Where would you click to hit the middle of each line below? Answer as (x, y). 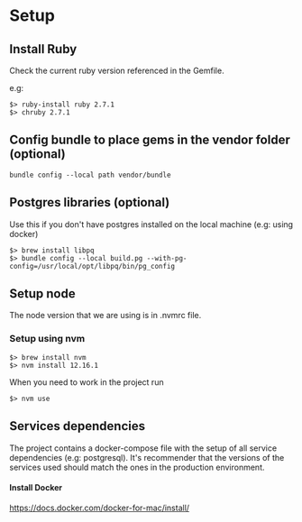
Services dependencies (78, 426)
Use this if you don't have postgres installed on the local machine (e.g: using (151, 224)
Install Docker (36, 488)
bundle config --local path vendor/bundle (90, 175)
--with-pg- (167, 258)
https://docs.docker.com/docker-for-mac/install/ (100, 508)
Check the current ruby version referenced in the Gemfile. (117, 70)
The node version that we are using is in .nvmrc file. (105, 316)
